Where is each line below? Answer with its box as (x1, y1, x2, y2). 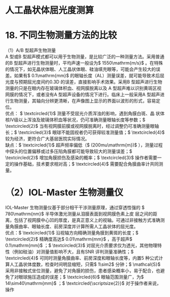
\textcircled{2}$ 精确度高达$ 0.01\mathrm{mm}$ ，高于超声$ (5, 236, 133, 242)
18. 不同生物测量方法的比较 (5, 30, 117, 41)
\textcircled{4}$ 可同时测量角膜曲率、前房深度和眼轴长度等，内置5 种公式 (5, 255, 159, 261)
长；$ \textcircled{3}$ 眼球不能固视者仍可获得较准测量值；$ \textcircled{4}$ (5, 129, 165, 135)
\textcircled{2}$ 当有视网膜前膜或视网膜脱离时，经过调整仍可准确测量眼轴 (5, 123, 159, 129)
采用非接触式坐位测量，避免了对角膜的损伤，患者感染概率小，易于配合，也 (5, 268, 160, 274)
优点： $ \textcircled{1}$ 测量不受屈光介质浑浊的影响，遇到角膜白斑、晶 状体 (5, 111, 165, 117)
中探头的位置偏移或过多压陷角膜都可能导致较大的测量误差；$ (5, 148, 133, 155)
